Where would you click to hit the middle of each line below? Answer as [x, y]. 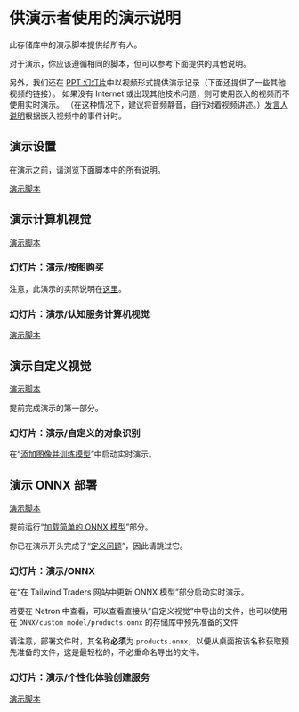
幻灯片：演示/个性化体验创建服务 [79, 677]
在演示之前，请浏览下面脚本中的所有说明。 [87, 169]
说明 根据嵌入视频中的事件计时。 [68, 116]
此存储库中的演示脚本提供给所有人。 [76, 44]
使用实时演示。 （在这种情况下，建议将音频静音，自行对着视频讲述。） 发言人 [149, 104]
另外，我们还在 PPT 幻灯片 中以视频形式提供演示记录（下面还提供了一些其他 [148, 82]
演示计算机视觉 [50, 219]
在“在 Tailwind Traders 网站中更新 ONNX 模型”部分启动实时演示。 [129, 592]
